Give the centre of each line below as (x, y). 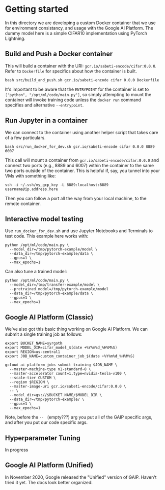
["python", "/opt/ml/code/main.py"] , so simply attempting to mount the (78, 94)
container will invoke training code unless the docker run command (73, 100)
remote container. (23, 204)
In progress (17, 450)
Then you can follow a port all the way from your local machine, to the (76, 198)
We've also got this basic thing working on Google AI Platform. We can (77, 329)
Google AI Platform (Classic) (49, 317)
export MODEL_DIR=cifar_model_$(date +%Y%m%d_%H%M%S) (61, 348)
